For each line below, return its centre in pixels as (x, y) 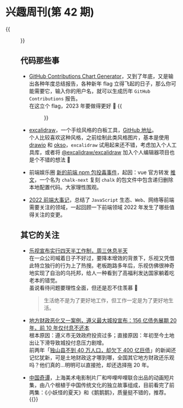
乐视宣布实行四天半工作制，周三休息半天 (78, 251)
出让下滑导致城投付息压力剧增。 (68, 343)
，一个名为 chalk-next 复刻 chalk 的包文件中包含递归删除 (104, 179)
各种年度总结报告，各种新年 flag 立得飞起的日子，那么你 (102, 83)
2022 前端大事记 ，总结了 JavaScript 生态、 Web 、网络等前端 (102, 200)
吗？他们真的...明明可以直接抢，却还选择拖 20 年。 (90, 365)
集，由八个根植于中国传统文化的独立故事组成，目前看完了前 (102, 385)
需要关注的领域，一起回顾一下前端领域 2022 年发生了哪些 (99, 207)
